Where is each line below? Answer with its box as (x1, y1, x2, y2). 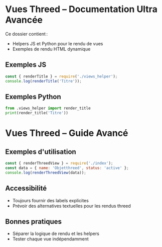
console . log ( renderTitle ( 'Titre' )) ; (5, 78, 82, 84)
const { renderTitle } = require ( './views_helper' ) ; (5, 74, 118, 79)
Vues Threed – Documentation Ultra (5, 4, 158, 15)
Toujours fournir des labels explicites (12, 197, 89, 203)
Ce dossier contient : (5, 31, 48, 37)
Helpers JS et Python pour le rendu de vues (12, 40, 103, 46)
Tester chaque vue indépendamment (12, 236, 89, 242)
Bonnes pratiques (5, 217, 62, 226)
